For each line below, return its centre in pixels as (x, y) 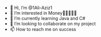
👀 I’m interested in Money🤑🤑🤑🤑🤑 (43, 13)
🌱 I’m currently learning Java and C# (47, 18)
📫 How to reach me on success (43, 29)
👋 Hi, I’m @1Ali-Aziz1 (31, 8)
